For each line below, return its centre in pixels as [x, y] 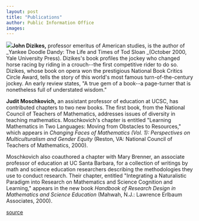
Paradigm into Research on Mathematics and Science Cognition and [90, 182]
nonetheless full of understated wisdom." [56, 90]
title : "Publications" [34, 17]
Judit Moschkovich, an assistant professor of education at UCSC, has [92, 101]
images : [16, 28]
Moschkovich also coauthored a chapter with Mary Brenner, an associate [96, 157]
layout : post [22, 12]
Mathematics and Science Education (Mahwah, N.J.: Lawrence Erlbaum [94, 195]
